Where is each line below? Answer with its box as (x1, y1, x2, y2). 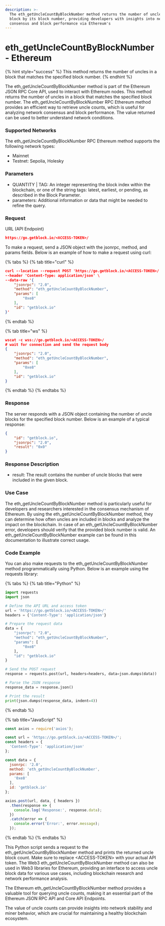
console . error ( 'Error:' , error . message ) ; (14, 821, 100, 826)
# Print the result (5, 694, 45, 699)
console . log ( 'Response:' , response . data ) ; (14, 808, 102, 813)
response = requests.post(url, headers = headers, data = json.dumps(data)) (5, 672, 157, 676)
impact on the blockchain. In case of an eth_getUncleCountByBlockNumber (5, 521, 158, 527)
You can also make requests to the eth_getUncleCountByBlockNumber (5, 561, 148, 566)
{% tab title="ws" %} (5, 328, 48, 334)
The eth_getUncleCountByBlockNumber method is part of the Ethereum (5, 84, 151, 89)
